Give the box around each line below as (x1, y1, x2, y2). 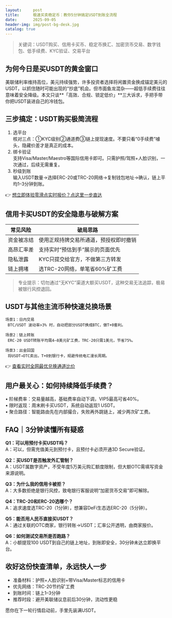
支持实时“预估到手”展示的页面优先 (39, 246, 121, 253)
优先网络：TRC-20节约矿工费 (12, 583, 75, 589)
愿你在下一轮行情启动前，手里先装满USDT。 (5, 607, 99, 613)
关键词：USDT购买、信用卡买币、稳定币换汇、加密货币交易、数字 (17, 42, 157, 48)
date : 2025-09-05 (5, 17, 56, 22)
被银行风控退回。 (17, 286, 54, 292)
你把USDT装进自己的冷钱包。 (5, 98, 68, 104)
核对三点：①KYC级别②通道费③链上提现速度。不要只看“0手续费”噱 (12, 136, 160, 142)
